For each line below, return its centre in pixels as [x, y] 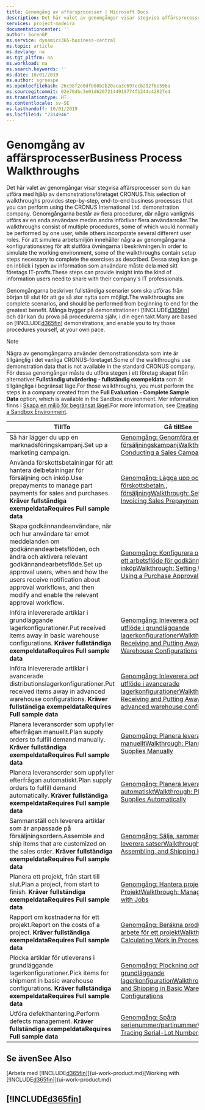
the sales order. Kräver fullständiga [61, 852]
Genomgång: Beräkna [152, 925]
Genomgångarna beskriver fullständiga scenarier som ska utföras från [95, 291]
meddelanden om [34, 541]
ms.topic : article [30, 47]
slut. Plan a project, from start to [54, 884]
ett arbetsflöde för [146, 561]
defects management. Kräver [52, 1021]
